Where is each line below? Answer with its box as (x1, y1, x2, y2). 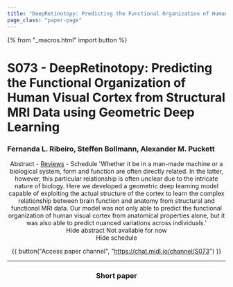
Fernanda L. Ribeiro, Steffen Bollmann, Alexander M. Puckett (7, 144, 215, 154)
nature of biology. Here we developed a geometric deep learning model (14, 181, 219, 190)
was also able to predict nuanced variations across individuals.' (26, 218, 207, 227)
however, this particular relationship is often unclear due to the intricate (15, 174, 218, 183)
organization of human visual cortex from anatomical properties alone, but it (8, 211, 225, 220)
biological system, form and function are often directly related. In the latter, (9, 167, 224, 175)
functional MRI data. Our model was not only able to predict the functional (10, 204, 223, 212)
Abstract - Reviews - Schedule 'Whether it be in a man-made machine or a (10, 159, 223, 167)
